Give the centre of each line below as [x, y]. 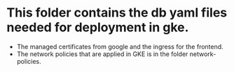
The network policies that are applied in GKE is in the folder [102, 54]
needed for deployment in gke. [98, 27]
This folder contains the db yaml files [117, 13]
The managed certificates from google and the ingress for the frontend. [120, 46]
